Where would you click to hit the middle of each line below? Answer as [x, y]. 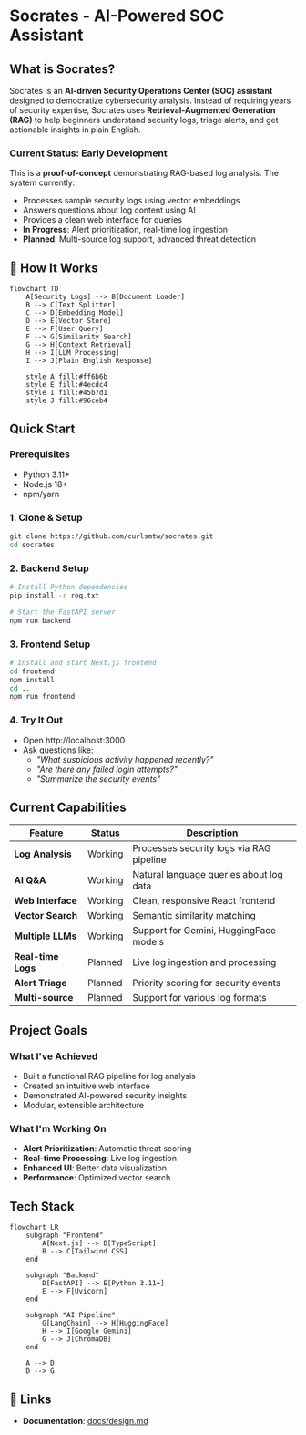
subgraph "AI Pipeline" [71, 1315]
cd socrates [32, 545]
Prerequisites [40, 454]
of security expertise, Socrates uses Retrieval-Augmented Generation [143, 110]
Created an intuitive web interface [86, 1086]
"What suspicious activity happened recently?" [125, 759]
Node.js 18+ [45, 484]
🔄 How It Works [54, 268]
